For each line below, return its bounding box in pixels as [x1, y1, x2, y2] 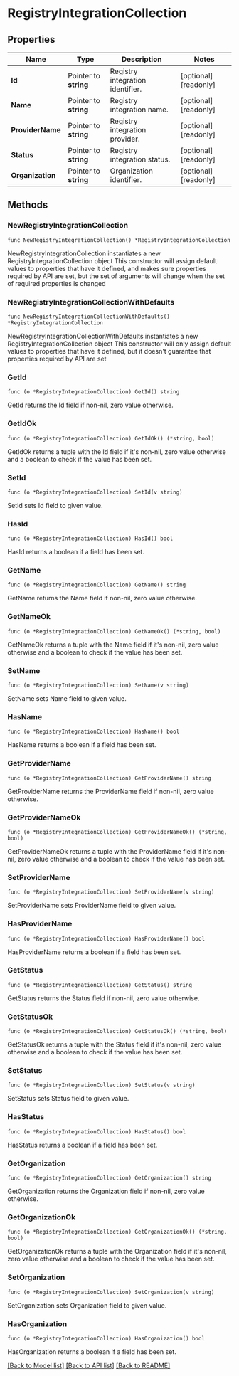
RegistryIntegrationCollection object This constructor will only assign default [7, 339, 232, 348]
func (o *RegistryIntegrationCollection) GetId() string [7, 388, 180, 396]
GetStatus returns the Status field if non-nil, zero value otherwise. [7, 994, 200, 1002]
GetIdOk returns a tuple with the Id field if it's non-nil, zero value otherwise [7, 447, 226, 456]
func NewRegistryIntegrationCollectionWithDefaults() [7, 313, 171, 320]
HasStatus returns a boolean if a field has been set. [7, 1141, 158, 1149]
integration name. [110, 105, 169, 115]
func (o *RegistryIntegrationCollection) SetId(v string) [7, 489, 183, 496]
